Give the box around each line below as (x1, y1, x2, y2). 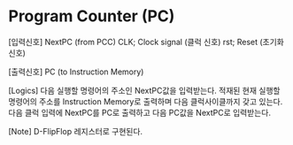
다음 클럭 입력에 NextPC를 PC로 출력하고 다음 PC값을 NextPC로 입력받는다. (8, 107, 272, 118)
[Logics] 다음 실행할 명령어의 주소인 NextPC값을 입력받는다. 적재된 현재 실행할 (8, 85, 281, 95)
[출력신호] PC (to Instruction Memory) (8, 66, 144, 77)
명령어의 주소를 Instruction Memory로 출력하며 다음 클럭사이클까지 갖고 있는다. (8, 95, 283, 107)
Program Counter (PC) (8, 6, 175, 27)
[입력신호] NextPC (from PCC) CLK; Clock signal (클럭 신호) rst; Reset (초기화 (8, 36, 284, 47)
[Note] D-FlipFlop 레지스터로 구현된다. (8, 126, 143, 136)
